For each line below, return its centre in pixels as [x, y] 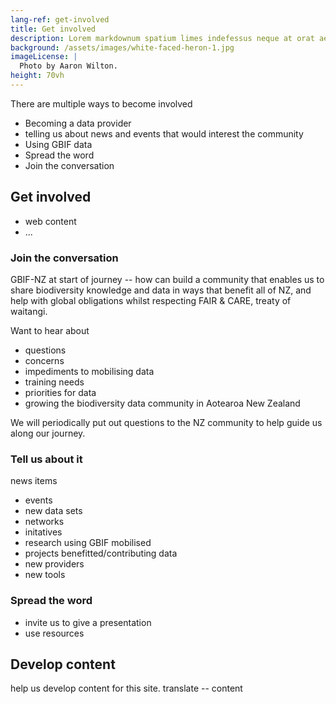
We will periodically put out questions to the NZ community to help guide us [166, 422]
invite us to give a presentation [88, 622]
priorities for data [60, 392]
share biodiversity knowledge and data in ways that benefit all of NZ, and [161, 290]
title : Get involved [53, 29]
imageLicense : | [44, 57]
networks [44, 522]
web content [50, 221]
